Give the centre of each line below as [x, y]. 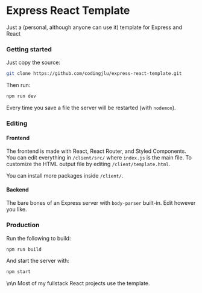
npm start [19, 272]
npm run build [24, 249]
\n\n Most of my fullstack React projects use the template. [78, 283]
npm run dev [21, 96]
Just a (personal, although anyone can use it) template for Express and [94, 27]
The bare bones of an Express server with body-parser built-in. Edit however [101, 203]
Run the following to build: [39, 238]
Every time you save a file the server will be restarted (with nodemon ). [91, 108]
